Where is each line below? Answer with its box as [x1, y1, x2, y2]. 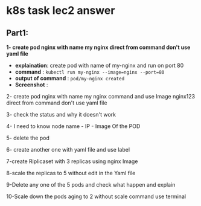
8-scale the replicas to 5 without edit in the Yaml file [6, 170, 136, 176]
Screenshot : [14, 81, 48, 88]
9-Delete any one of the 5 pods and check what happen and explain [6, 181, 176, 188]
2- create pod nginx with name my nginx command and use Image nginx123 [6, 93, 195, 100]
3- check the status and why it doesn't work [6, 111, 116, 118]
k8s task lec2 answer [6, 4, 115, 18]
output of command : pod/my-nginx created [14, 75, 125, 82]
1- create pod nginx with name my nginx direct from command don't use [6, 43, 191, 51]
